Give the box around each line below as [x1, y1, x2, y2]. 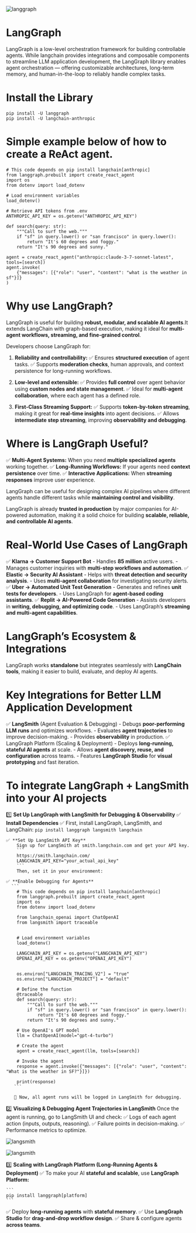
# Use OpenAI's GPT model [16, 1027, 80, 1033]
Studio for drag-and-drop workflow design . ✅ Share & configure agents [6, 1215, 183, 1222]
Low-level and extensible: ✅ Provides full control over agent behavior [14, 379, 185, 386]
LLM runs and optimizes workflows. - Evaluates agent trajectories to [6, 727, 173, 734]
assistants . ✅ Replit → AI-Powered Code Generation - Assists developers [6, 596, 186, 603]
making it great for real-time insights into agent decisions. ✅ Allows [14, 410, 180, 417]
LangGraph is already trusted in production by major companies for [6, 505, 171, 512]
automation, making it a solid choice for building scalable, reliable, [28, 511, 190, 518]
